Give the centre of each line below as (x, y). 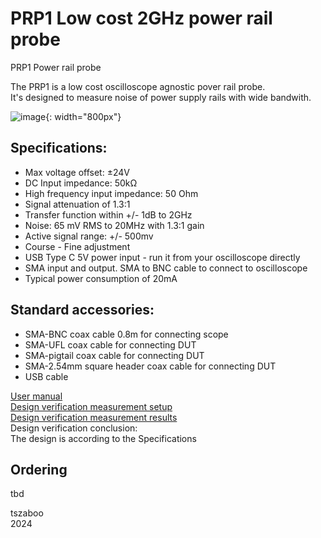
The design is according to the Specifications (103, 438)
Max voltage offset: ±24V (77, 172)
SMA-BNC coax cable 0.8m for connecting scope (126, 334)
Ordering (39, 469)
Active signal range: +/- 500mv (89, 236)
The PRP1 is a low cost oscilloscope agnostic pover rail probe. (138, 86)
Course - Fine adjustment (77, 246)
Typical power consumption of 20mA (101, 278)
